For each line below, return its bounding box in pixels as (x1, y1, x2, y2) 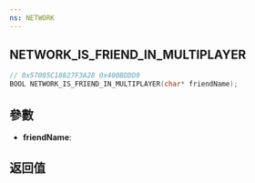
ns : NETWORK (9, 13, 55, 23)
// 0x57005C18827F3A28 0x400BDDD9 (9, 71, 141, 80)
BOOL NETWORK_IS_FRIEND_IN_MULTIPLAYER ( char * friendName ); (9, 79, 239, 89)
